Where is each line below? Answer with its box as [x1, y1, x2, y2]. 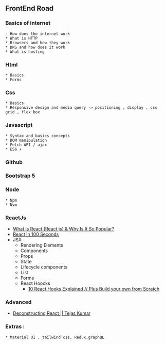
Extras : [5, 323, 25, 330]
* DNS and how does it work [5, 45, 66, 50]
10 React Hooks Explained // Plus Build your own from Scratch [28, 286, 160, 292]
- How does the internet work [5, 31, 70, 36]
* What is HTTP [5, 35, 38, 41]
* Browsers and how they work [5, 40, 70, 45]
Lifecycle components [20, 264, 68, 270]
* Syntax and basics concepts [5, 133, 70, 138]
